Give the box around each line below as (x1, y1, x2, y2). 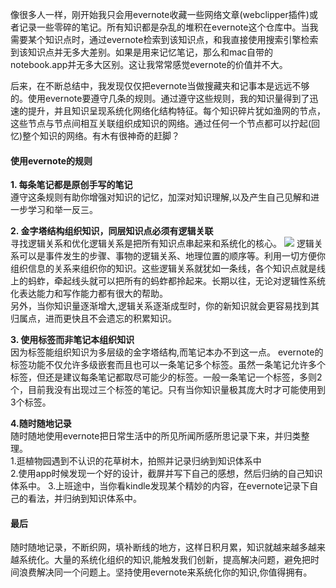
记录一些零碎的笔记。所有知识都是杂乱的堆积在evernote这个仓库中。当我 (18, 21, 319, 33)
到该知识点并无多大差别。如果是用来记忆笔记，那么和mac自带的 (10, 46, 274, 58)
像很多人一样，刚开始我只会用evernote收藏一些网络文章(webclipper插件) (10, 9, 310, 20)
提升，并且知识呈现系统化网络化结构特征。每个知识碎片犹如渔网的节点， (27, 105, 326, 117)
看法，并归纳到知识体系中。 (27, 493, 142, 505)
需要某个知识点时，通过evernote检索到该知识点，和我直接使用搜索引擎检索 (10, 34, 319, 45)
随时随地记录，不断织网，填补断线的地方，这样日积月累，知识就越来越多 (10, 541, 308, 553)
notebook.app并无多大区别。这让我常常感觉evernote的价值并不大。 (10, 59, 288, 70)
